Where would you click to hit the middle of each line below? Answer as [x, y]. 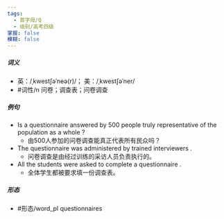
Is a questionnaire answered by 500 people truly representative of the [117, 125]
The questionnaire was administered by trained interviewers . [105, 148]
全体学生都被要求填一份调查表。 [73, 173]
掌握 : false [23, 33]
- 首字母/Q [27, 20]
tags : [15, 14]
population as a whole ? [51, 132]
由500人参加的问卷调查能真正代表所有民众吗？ [94, 141]
